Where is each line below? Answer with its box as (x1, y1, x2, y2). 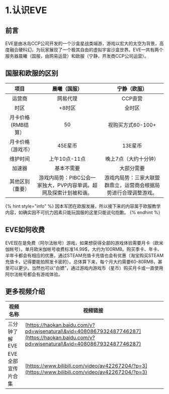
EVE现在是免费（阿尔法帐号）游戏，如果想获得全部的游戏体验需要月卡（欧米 (5, 240, 163, 246)
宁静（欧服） (117, 85, 147, 92)
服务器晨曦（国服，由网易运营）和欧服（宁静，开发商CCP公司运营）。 (5, 53, 149, 59)
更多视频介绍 (5, 287, 45, 296)
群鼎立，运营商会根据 (104, 181, 155, 188)
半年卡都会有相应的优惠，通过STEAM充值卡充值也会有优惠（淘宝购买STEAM (5, 252, 164, 258)
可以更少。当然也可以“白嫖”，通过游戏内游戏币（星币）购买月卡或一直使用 (9, 265, 163, 271)
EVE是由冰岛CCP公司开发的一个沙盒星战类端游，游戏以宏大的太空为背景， (5, 41, 159, 46)
